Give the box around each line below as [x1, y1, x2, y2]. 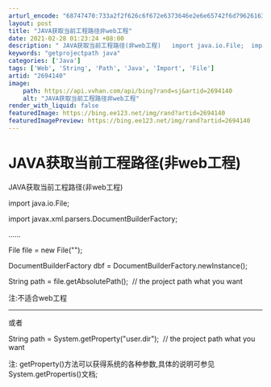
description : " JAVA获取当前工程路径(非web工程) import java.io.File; [8, 42, 244, 50]
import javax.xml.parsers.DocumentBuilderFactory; [8, 214, 178, 223]
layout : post [8, 19, 52, 27]
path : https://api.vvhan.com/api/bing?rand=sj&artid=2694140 [23, 86, 232, 95]
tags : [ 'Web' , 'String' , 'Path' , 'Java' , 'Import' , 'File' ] [8, 64, 215, 73]
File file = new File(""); [8, 245, 83, 255]
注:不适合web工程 [8, 293, 67, 302]
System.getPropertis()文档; [8, 368, 98, 379]
